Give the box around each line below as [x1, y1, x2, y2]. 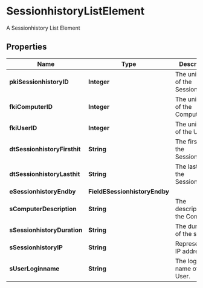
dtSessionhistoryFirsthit [9, 145, 81, 153]
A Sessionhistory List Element [6, 24, 80, 31]
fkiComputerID [9, 102, 53, 111]
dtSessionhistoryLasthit [9, 169, 80, 178]
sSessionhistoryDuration [9, 226, 83, 234]
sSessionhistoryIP [9, 243, 63, 252]
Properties [6, 42, 47, 52]
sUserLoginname [9, 264, 60, 273]
